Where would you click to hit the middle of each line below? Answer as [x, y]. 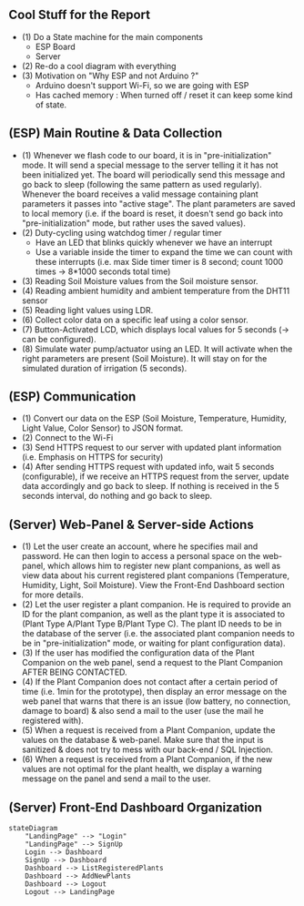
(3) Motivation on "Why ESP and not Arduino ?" [110, 76]
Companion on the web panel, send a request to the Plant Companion [152, 663]
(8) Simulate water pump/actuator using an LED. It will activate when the [157, 349]
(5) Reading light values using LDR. [87, 310]
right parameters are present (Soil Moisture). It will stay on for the [144, 358]
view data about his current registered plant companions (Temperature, [156, 575]
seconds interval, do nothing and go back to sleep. [117, 496]
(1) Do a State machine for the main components [112, 36]
